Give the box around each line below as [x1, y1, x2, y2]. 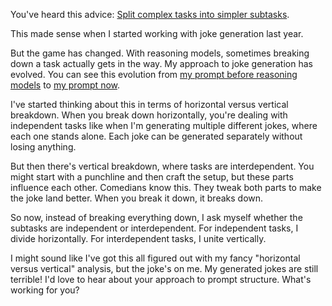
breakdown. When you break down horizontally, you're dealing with [10, 109, 288, 121]
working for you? [10, 284, 80, 296]
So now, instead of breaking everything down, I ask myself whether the [10, 212, 303, 223]
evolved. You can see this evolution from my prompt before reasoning [10, 69, 298, 80]
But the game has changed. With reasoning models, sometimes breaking [10, 47, 310, 59]
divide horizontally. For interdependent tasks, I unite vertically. [10, 233, 267, 244]
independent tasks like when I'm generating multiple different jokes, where [10, 120, 318, 131]
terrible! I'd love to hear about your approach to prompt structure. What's [10, 274, 312, 285]
